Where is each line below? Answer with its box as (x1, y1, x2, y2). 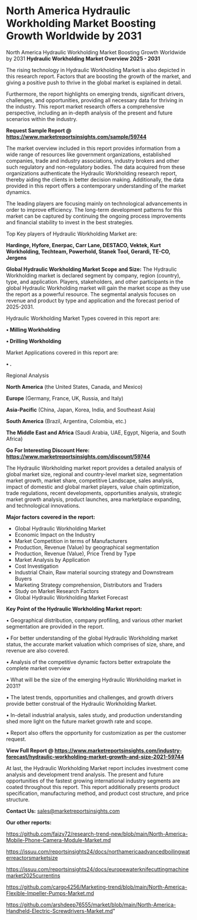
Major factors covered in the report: (6, 513, 95, 520)
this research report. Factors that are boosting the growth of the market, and (6, 73, 191, 80)
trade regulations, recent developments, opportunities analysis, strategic (6, 489, 182, 496)
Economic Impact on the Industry (14, 531, 95, 538)
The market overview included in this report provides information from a (6, 145, 181, 152)
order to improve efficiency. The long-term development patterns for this (6, 206, 182, 213)
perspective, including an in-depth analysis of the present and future (6, 109, 173, 116)
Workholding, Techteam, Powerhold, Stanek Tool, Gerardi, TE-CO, (6, 248, 171, 255)
